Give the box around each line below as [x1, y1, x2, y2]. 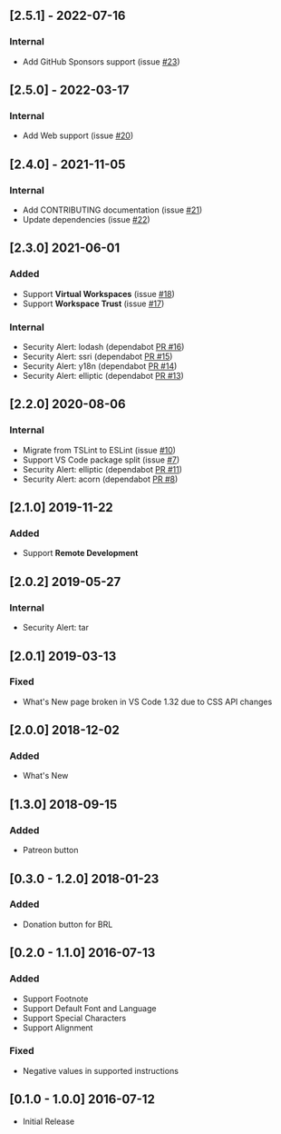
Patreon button [22, 845, 79, 856]
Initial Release [22, 1116, 75, 1127]
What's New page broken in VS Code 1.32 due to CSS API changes [22, 696, 273, 707]
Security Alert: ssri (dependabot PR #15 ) [22, 351, 173, 363]
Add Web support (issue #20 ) [22, 130, 134, 141]
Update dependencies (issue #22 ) [22, 214, 151, 225]
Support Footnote [22, 993, 89, 1004]
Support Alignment [22, 1022, 93, 1033]
